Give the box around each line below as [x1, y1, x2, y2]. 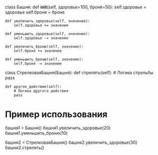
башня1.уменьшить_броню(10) [5, 130, 68, 136]
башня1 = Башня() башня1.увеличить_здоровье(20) [5, 125, 111, 131]
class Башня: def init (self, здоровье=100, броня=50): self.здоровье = [5, 4, 147, 10]
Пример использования [5, 109, 108, 120]
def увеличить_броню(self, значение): [5, 44, 84, 49]
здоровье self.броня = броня [5, 9, 65, 15]
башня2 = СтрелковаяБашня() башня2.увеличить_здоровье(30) [5, 139, 138, 145]
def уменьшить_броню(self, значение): [5, 57, 84, 62]
